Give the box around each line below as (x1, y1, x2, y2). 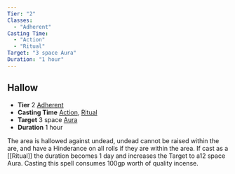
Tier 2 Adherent (17, 100, 65, 109)
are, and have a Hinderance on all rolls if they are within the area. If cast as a (7, 144, 229, 152)
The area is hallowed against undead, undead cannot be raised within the (7, 136, 220, 145)
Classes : (7, 17, 33, 24)
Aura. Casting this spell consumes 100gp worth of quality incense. (7, 159, 199, 167)
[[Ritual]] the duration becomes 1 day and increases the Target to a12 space (7, 152, 226, 160)
